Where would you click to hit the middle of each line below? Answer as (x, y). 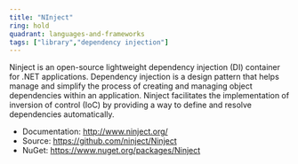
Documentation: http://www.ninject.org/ (95, 132)
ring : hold (29, 26)
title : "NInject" (41, 17)
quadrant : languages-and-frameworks (77, 34)
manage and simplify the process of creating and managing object (131, 86)
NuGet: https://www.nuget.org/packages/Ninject (111, 151)
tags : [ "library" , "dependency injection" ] (89, 42)
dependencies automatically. (62, 114)
